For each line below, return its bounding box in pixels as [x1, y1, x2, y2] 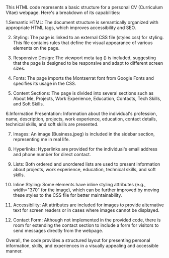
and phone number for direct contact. [13, 152, 91, 157]
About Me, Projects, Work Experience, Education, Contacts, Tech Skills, [13, 95, 161, 101]
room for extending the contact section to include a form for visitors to [13, 222, 159, 228]
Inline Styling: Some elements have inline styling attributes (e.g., [13, 182, 146, 187]
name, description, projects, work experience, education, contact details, [6, 116, 157, 122]
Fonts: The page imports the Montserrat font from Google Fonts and [13, 75, 154, 81]
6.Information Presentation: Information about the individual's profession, [6, 110, 157, 116]
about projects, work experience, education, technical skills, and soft [13, 167, 156, 172]
